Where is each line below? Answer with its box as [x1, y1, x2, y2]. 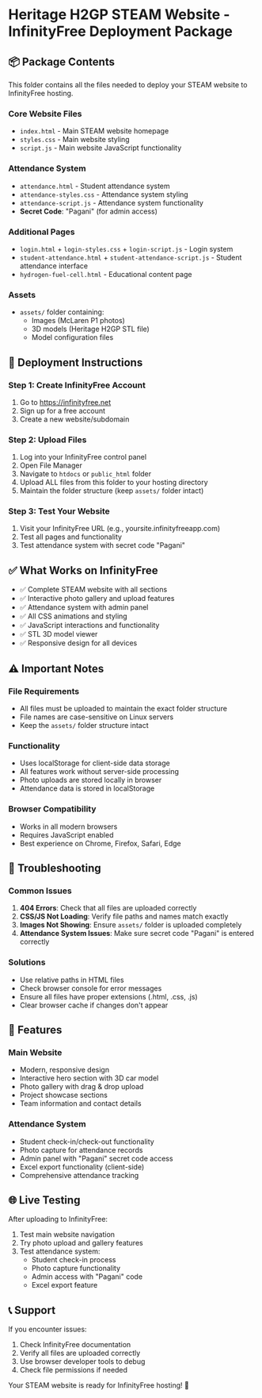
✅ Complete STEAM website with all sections [19, 585, 168, 595]
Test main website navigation [19, 1230, 116, 1239]
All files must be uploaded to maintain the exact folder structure [19, 703, 228, 713]
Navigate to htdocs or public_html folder [19, 469, 152, 479]
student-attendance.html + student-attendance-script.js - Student [19, 252, 242, 262]
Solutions [8, 957, 46, 968]
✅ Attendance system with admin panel [19, 603, 149, 612]
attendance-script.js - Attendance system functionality [19, 198, 204, 207]
